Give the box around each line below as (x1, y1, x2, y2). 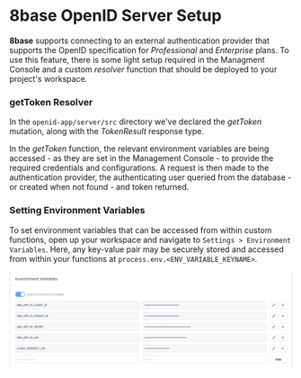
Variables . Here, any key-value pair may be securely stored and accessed (9, 244, 285, 255)
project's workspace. (9, 73, 88, 84)
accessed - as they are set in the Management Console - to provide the (9, 153, 274, 164)
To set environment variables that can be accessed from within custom (9, 224, 272, 235)
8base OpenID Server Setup (9, 5, 222, 26)
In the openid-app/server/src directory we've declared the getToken (9, 116, 262, 127)
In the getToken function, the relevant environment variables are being (9, 143, 270, 154)
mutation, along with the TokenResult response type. (9, 126, 205, 137)
